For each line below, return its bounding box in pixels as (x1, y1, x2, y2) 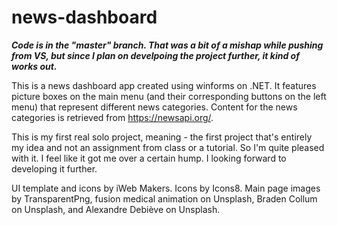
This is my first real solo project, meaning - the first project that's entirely (11, 131, 313, 143)
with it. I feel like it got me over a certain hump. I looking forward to (11, 152, 287, 164)
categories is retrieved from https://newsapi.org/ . (11, 111, 214, 123)
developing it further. (11, 162, 98, 175)
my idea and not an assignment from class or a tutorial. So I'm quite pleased (11, 141, 325, 153)
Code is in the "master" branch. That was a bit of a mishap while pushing (11, 39, 324, 51)
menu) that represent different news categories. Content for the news (11, 101, 298, 113)
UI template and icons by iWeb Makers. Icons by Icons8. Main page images (11, 182, 321, 194)
